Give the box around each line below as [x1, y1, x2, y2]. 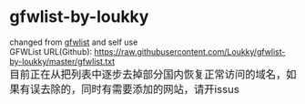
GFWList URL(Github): [9, 46, 93, 57]
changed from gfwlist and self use [9, 36, 138, 47]
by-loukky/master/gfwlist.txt [9, 56, 116, 67]
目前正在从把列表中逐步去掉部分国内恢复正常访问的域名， [9, 68, 287, 81]
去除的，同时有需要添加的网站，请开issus [39, 82, 239, 96]
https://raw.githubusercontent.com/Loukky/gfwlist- [94, 46, 286, 57]
